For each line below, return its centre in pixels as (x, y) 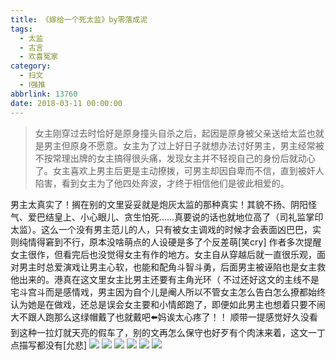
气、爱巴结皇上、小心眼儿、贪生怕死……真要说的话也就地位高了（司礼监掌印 (167, 217)
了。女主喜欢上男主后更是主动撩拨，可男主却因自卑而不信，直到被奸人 (179, 170)
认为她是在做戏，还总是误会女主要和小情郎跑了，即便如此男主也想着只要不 (163, 304)
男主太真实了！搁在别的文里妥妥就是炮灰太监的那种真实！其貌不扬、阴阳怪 (163, 204)
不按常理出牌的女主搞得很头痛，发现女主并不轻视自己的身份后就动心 (175, 158)
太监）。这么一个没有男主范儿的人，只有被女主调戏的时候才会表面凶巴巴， (161, 229)
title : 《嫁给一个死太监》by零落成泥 (79, 19)
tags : (21, 29)
